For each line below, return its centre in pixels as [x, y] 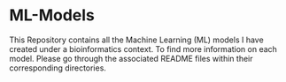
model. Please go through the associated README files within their [131, 58]
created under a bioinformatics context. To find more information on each [143, 48]
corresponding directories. [58, 68]
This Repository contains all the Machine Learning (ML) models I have [136, 40]
